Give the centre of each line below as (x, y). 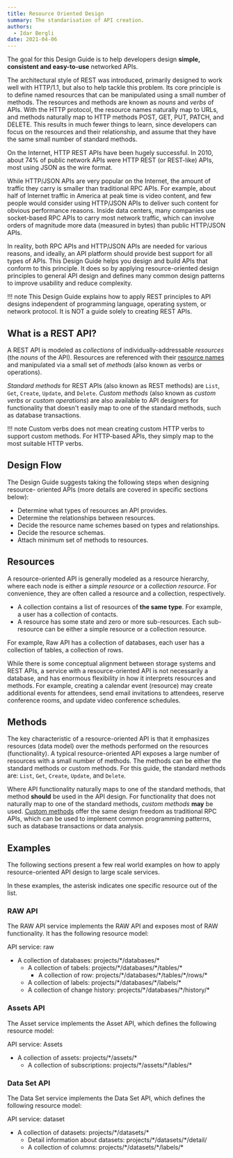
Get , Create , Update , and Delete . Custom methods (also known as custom (112, 393)
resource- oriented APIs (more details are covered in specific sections (108, 489)
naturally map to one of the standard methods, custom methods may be (110, 804)
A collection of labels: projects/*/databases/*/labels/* (105, 983)
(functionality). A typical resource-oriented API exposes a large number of (113, 754)
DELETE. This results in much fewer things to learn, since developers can (112, 124)
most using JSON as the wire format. (60, 168)
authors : (20, 26)
